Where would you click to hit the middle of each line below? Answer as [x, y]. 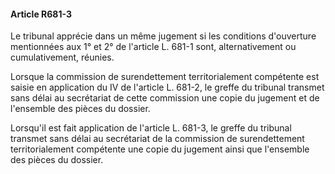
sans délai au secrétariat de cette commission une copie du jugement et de [165, 98]
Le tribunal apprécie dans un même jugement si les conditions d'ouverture [163, 36]
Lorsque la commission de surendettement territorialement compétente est [165, 77]
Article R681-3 [41, 14]
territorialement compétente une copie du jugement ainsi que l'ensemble [160, 149]
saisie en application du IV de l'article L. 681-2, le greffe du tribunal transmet [167, 87]
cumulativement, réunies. [62, 57]
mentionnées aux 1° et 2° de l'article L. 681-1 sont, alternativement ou [153, 47]
